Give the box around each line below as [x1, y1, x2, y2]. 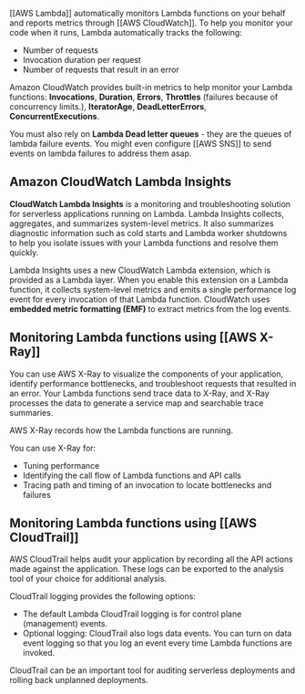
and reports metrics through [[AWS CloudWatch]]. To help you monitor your [9, 17, 293, 28]
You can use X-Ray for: [9, 442, 97, 453]
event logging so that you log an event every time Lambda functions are [22, 637, 293, 648]
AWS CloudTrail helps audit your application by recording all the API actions [9, 554, 293, 565]
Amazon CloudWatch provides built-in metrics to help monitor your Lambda [9, 82, 293, 92]
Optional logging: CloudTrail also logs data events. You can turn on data [22, 628, 292, 639]
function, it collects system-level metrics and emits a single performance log [9, 284, 297, 295]
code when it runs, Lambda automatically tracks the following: [9, 27, 243, 37]
